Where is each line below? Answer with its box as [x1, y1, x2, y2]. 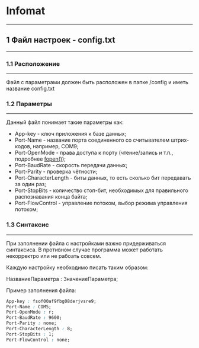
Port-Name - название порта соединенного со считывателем [14, 136, 170, 143]
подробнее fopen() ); [14, 155, 66, 162]
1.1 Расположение [6, 59, 60, 68]
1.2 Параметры [6, 100, 52, 108]
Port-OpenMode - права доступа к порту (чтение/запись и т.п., [14, 149, 174, 157]
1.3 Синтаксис [6, 221, 49, 229]
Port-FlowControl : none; [6, 337, 70, 343]
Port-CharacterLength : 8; [6, 326, 73, 332]
